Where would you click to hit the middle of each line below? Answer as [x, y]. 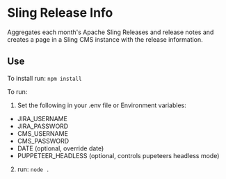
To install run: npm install [45, 78]
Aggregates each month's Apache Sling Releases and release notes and [111, 32]
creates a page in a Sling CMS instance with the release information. [105, 39]
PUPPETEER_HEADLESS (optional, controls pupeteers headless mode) [118, 155]
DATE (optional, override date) [60, 148]
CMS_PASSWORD [43, 141]
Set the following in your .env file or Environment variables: [102, 105]
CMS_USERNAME [42, 133]
